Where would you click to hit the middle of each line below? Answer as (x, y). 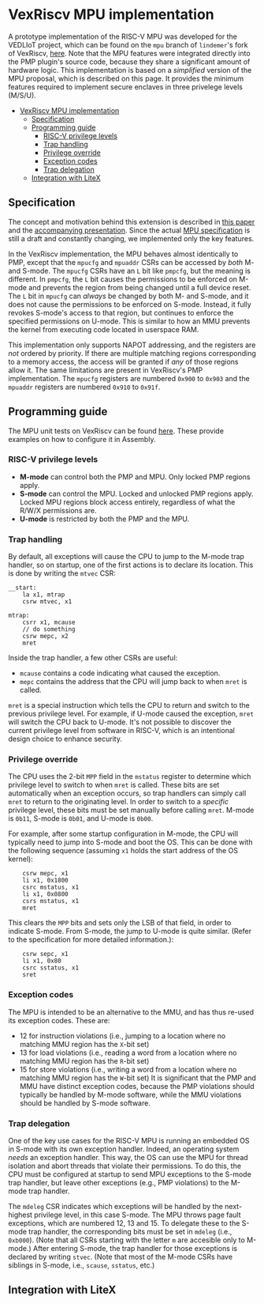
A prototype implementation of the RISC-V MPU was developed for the (123, 36)
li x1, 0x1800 (45, 881)
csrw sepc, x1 (45, 954)
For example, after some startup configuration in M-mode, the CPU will (123, 834)
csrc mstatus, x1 (51, 887)
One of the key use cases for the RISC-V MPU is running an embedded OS (129, 1141)
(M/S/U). (22, 95)
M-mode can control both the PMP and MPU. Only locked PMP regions (135, 477)
